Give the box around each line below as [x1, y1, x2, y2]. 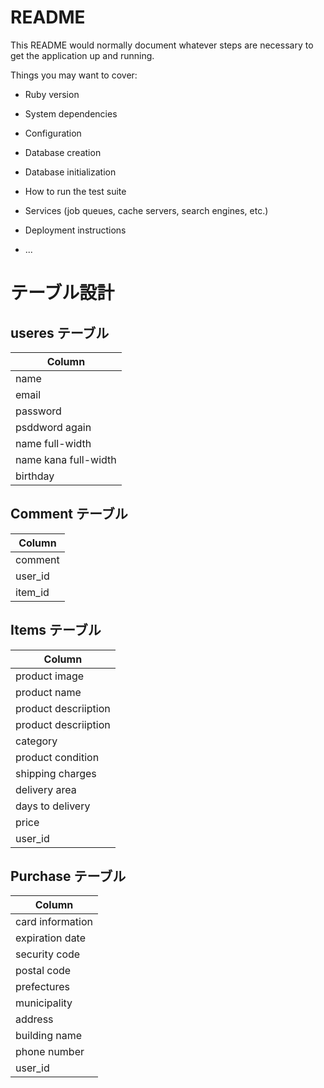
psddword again [15, 420, 92, 434]
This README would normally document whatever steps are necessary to [10, 39, 314, 51]
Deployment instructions [24, 224, 127, 236]
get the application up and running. [10, 49, 155, 61]
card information [15, 915, 93, 929]
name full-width [15, 436, 92, 450]
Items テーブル [10, 622, 102, 639]
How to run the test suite [24, 185, 127, 197]
